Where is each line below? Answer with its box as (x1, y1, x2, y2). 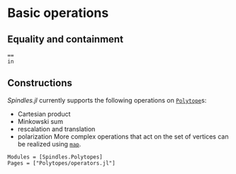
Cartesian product (17, 110, 71, 118)
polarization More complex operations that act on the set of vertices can (17, 132, 229, 141)
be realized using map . (17, 139, 82, 148)
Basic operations (7, 5, 109, 21)
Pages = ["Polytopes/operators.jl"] (7, 159, 116, 167)
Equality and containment (7, 33, 124, 45)
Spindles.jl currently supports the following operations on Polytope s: (7, 95, 207, 104)
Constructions (7, 77, 73, 89)
